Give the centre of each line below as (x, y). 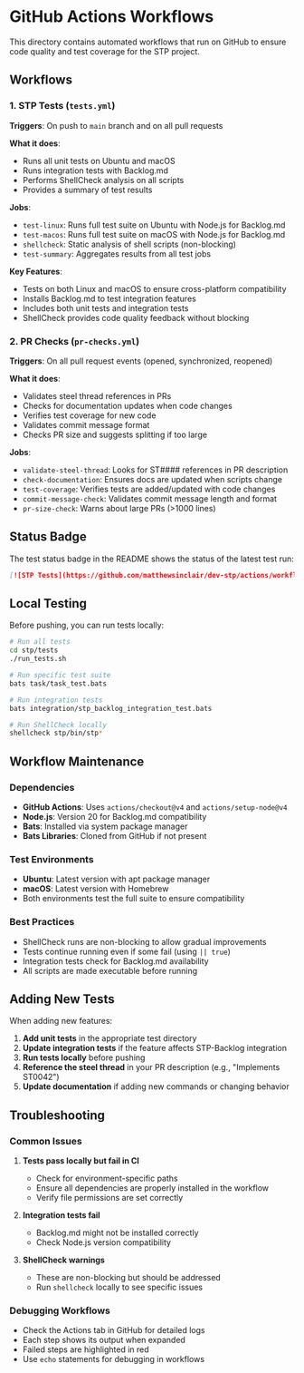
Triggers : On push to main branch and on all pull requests (116, 125)
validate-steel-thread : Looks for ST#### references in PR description (155, 470)
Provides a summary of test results (87, 190)
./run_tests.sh (38, 659)
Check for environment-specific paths (107, 1178)
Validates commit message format (86, 424)
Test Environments (52, 859)
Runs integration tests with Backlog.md (95, 170)
